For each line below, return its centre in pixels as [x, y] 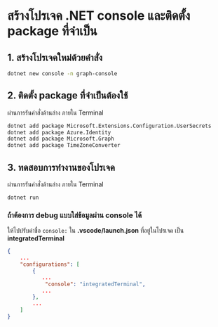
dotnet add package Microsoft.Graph [61, 139]
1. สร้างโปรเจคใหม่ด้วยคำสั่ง [55, 57]
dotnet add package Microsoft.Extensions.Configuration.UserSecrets [109, 126]
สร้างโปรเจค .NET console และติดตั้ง [99, 16]
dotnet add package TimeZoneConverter [64, 146]
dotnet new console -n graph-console [62, 74]
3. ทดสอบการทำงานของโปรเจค [61, 167]
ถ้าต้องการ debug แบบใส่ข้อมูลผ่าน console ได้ [75, 215]
